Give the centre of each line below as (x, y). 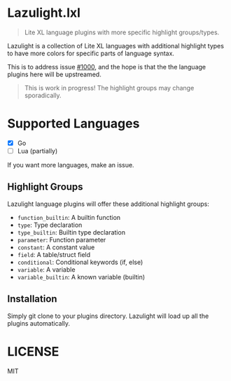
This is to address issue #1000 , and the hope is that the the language (107, 67)
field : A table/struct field (54, 254)
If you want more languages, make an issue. (71, 165)
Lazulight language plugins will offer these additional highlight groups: (108, 204)
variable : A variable (46, 269)
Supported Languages (73, 124)
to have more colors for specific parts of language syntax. (91, 53)
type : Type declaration (50, 225)
